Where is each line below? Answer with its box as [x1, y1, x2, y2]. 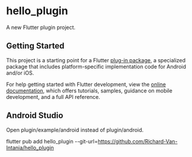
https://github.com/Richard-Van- [97, 137, 178, 145]
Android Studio [6, 111, 64, 121]
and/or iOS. [6, 69, 34, 76]
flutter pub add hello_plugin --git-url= [6, 137, 98, 145]
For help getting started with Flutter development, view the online [6, 81, 166, 88]
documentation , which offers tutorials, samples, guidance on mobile [6, 87, 172, 94]
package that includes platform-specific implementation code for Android [6, 63, 186, 70]
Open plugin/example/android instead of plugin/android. [6, 126, 144, 133]
